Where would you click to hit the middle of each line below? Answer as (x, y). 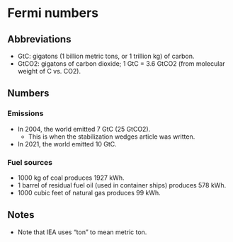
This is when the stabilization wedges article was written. (112, 137)
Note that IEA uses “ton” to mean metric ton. (82, 232)
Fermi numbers (53, 13)
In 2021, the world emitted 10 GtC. (67, 144)
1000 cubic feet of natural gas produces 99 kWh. (89, 192)
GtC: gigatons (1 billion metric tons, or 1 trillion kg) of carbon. (106, 56)
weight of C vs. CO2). (49, 71)
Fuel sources (30, 162)
